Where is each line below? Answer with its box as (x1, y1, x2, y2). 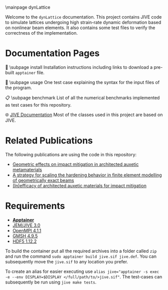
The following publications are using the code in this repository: (5, 151, 137, 157)
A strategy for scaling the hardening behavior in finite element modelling (12, 172, 162, 178)
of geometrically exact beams (12, 177, 74, 183)
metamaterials (12, 166, 42, 172)
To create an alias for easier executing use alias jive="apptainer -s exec (5, 268, 159, 274)
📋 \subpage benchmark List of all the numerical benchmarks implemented (5, 94, 160, 101)
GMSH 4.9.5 (12, 233, 38, 239)
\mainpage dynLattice (5, 5, 51, 10)
